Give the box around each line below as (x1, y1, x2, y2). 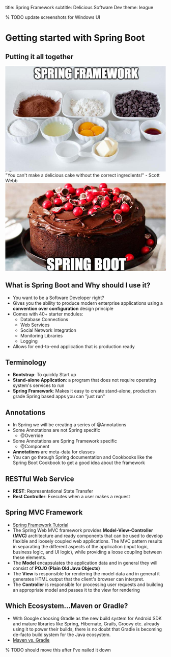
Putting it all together (5, 52, 74, 61)
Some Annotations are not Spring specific (12, 427, 101, 433)
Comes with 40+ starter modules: (12, 311, 83, 317)
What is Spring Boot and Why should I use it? (5, 281, 151, 290)
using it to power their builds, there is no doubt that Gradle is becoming (12, 626, 162, 632)
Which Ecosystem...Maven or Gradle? (5, 602, 128, 611)
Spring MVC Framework (5, 508, 83, 517)
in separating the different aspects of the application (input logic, (12, 543, 149, 549)
